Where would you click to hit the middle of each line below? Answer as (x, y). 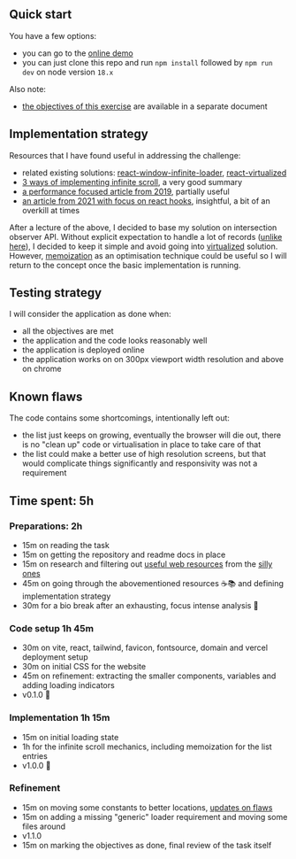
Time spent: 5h (52, 501)
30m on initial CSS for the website (84, 667)
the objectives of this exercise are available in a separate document (144, 106)
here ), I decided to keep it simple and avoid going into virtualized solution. (144, 246)
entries (35, 755)
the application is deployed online (83, 350)
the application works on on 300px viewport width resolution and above (153, 360)
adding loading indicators (68, 685)
